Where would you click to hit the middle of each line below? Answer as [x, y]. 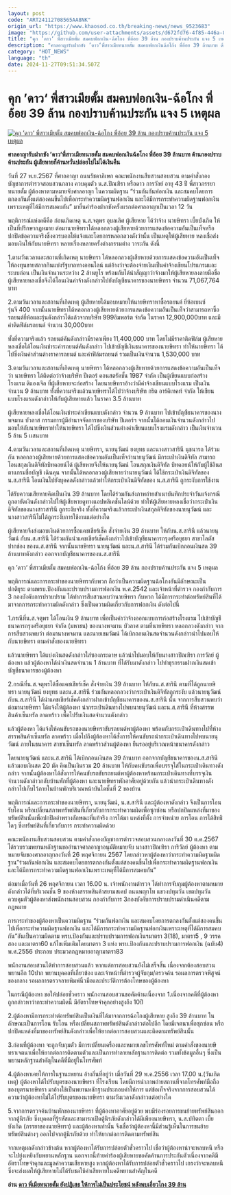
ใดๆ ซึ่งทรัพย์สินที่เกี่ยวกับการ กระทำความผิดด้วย [61, 825]
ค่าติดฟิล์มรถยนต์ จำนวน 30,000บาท [51, 325]
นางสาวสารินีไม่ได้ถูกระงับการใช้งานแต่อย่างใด [59, 517]
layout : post [26, 13]
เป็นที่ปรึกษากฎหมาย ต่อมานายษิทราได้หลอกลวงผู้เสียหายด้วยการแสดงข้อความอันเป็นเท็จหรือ [111, 228]
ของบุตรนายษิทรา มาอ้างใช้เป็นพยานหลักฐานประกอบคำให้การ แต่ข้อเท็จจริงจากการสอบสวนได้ [111, 1089]
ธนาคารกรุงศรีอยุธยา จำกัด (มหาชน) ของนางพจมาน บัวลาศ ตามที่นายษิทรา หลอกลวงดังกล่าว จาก [115, 625]
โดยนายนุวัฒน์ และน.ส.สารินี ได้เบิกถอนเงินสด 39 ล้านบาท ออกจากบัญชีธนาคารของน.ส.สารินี [113, 758]
